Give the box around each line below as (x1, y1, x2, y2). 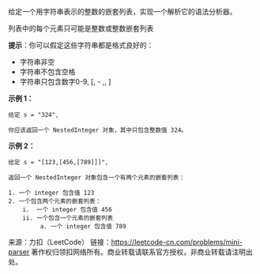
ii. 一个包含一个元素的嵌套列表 (22, 214, 113, 222)
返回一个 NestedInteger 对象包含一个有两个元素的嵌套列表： (8, 174, 186, 182)
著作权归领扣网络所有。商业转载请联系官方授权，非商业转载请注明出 (31, 247, 253, 257)
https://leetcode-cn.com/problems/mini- (111, 238, 243, 246)
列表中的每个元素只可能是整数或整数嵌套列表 (8, 24, 154, 33)
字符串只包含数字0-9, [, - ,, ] (19, 77, 111, 86)
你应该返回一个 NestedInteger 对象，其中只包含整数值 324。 (8, 126, 187, 134)
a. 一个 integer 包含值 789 (40, 223, 126, 231)
